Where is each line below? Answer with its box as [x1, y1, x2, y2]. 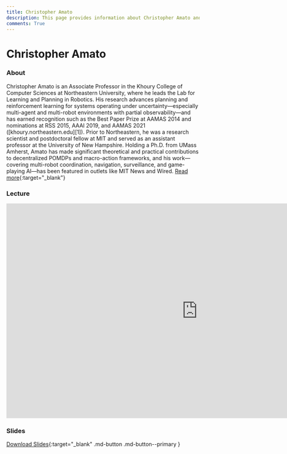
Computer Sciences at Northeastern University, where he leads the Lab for [6, 89, 195, 96]
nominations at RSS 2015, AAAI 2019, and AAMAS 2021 [6, 121, 146, 129]
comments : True [6, 20, 45, 26]
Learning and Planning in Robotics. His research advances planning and [6, 96, 188, 103]
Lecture [6, 189, 30, 198]
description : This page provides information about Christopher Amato [6, 15, 191, 21]
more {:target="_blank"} [6, 174, 66, 181]
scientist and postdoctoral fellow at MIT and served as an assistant [6, 134, 175, 142]
